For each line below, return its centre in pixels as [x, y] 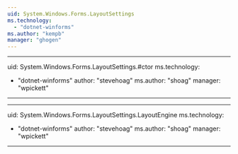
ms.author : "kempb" [36, 34]
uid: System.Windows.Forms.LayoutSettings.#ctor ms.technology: [104, 67]
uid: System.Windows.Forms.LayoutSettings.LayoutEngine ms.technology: [116, 115]
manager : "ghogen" [34, 40]
